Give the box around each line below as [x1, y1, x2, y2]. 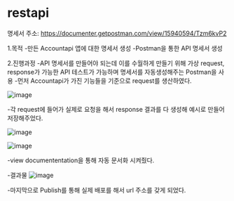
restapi [7, 5, 49, 21]
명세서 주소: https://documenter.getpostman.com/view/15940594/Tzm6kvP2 [7, 29, 227, 37]
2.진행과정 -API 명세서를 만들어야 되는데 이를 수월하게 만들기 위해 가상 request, [7, 58, 225, 67]
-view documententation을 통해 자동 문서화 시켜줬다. [7, 156, 155, 164]
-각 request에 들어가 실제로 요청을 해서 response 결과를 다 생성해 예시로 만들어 [7, 105, 226, 113]
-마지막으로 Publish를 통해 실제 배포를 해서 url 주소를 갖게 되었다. [7, 186, 186, 194]
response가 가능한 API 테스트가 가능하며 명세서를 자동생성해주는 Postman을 [7, 67, 217, 76]
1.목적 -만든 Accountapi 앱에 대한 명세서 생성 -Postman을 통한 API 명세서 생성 [7, 44, 223, 52]
